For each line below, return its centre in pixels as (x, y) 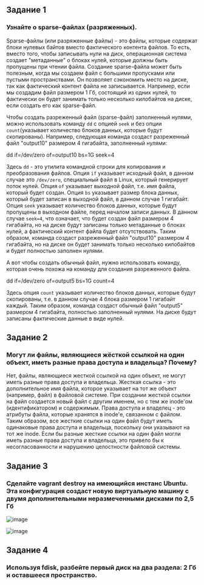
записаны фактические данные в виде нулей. (65, 318)
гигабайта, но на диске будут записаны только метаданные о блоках (96, 225)
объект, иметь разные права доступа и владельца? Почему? (102, 363)
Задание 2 (27, 338)
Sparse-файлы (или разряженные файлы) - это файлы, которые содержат (102, 40)
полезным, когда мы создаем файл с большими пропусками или (90, 73)
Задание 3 (27, 466)
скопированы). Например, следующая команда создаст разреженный (98, 136)
